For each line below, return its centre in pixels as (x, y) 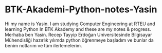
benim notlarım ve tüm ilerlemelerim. (43, 45)
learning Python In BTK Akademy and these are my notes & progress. (78, 29)
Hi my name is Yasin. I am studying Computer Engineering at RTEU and (80, 24)
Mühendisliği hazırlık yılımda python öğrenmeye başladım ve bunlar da (79, 40)
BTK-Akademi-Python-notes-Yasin (81, 10)
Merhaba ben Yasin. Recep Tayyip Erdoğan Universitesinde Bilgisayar (78, 34)
